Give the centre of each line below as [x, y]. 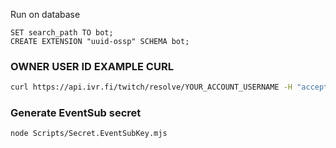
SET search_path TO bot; [62, 33]
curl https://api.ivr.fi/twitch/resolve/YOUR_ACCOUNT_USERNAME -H [151, 87]
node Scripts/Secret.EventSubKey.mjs [89, 134]
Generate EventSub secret [76, 113]
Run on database [45, 14]
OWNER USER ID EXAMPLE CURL [92, 66]
